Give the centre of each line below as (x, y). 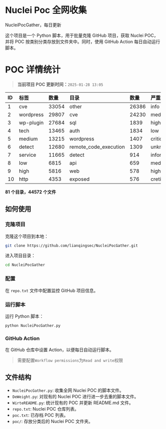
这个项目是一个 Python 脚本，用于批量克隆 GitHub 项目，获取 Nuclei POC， (82, 35)
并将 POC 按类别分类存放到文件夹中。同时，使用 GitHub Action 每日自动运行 (83, 41)
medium (28, 138)
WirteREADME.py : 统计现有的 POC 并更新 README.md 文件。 (73, 403)
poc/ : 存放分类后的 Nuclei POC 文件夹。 (52, 421)
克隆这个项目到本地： (27, 236)
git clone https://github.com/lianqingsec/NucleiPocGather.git (72, 245)
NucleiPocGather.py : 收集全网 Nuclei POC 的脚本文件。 (68, 390)
